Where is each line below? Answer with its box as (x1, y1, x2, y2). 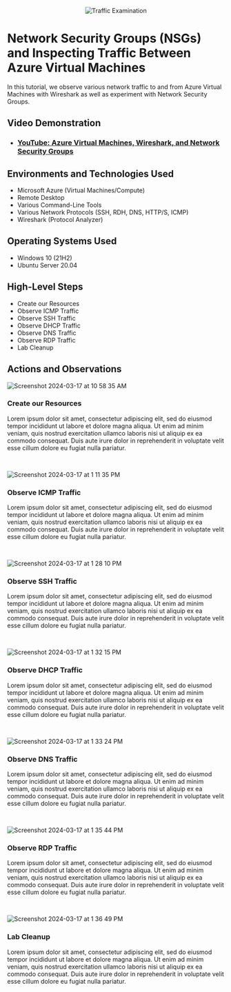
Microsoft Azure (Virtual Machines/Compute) (17, 186, 145, 194)
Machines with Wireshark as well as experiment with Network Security (7, 90, 208, 98)
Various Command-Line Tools (17, 201, 102, 210)
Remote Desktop (17, 194, 65, 202)
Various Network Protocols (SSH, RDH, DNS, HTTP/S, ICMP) (17, 208, 189, 216)
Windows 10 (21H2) (17, 254, 72, 262)
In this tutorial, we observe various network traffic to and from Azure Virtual (7, 83, 222, 91)
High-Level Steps (7, 281, 83, 293)
